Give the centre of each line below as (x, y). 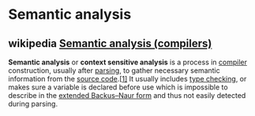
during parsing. (33, 104)
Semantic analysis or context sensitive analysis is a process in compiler (127, 62)
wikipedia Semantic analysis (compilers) (110, 43)
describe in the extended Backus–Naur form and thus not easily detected (127, 95)
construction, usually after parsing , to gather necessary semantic (114, 71)
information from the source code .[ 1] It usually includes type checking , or (127, 79)
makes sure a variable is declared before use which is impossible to (118, 87)
